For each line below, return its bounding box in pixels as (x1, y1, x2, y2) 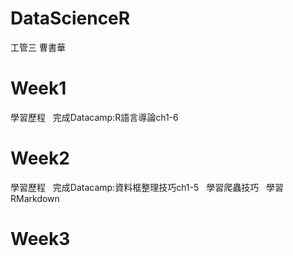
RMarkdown (10, 192, 60, 204)
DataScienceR (10, 7, 131, 30)
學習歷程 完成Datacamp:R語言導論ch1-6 (10, 111, 179, 123)
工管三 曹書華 (10, 41, 66, 53)
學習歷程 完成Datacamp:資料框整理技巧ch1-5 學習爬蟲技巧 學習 (10, 181, 284, 193)
